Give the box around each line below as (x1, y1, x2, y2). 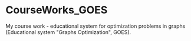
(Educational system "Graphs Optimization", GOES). (5, 28, 131, 35)
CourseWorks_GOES (5, 3, 108, 17)
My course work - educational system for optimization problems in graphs (5, 23, 186, 29)
